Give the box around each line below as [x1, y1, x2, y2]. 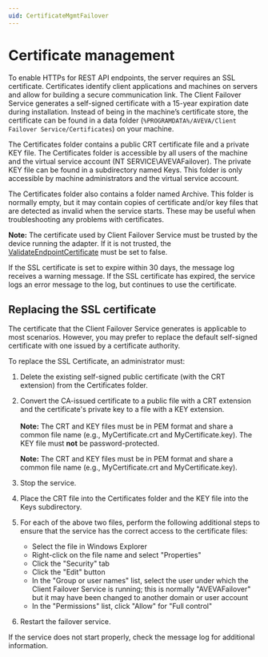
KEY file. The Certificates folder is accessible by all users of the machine [8, 147, 248, 157]
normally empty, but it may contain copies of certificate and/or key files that [8, 197, 258, 207]
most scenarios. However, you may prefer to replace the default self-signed [8, 333, 258, 342]
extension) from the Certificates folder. [19, 381, 148, 390]
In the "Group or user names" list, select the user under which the [31, 576, 249, 586]
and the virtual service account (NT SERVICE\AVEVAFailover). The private [8, 156, 252, 166]
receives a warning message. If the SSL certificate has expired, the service [8, 271, 256, 280]
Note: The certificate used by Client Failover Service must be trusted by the [8, 230, 258, 240]
